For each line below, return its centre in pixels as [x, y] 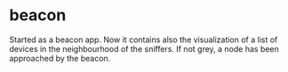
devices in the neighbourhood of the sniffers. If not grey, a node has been [144, 48]
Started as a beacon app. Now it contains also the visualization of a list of [144, 40]
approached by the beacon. [60, 58]
